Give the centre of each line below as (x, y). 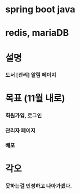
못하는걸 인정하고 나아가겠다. (39, 186)
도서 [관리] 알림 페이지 (31, 75)
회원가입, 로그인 (24, 115)
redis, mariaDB (37, 33)
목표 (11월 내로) (35, 98)
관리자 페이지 (20, 131)
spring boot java (40, 9)
